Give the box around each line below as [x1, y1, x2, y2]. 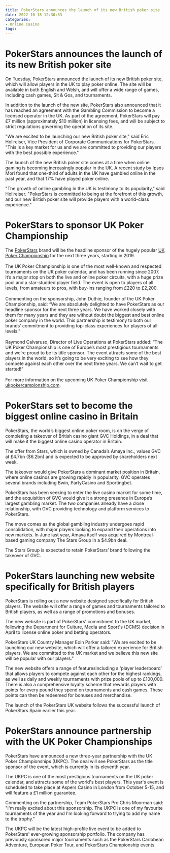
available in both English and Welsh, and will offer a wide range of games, [5, 87, 159, 93]
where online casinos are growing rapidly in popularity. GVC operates [5, 474, 151, 480]
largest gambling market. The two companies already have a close [5, 500, 145, 506]
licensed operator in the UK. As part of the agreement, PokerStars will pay [5, 113, 160, 119]
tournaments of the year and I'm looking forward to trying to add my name [5, 810, 160, 816]
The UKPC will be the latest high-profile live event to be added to [5, 826, 141, 832]
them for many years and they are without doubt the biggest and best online [5, 312, 164, 318]
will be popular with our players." [5, 655, 74, 661]
